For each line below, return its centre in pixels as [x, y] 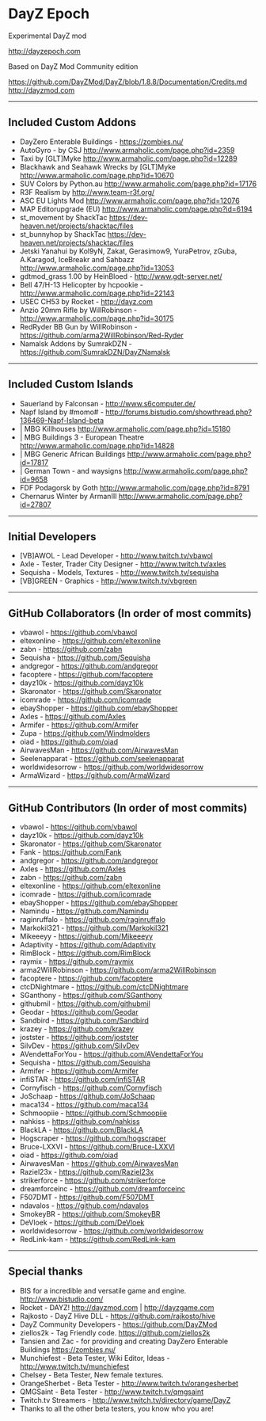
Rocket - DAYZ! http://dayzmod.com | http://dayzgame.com [117, 1307]
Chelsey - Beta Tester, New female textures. [91, 1374]
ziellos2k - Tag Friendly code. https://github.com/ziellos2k [115, 1332]
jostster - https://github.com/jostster [79, 1037]
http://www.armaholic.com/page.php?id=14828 [97, 445]
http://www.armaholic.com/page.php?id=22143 [97, 293]
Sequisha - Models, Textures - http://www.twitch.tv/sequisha [119, 573]
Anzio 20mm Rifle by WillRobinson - [78, 310]
